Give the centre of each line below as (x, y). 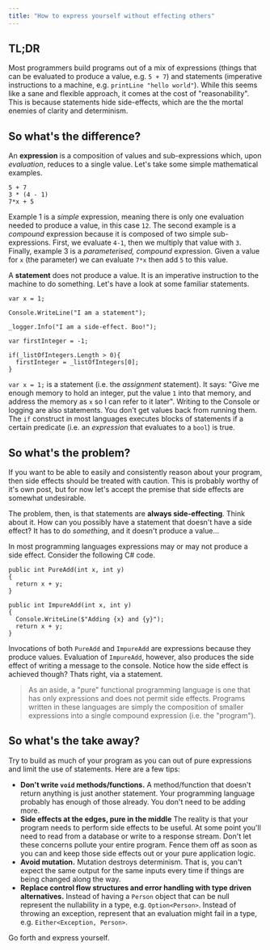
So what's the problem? (70, 453)
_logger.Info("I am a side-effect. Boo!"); (83, 327)
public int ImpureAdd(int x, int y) (70, 605)
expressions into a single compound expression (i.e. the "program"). (142, 716)
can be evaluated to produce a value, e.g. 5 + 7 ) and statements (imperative (135, 77)
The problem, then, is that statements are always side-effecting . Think (127, 514)
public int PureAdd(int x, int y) (67, 570)
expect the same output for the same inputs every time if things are (132, 870)
